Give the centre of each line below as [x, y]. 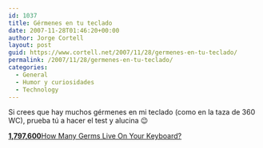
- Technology [37, 90]
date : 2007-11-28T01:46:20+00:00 [64, 30]
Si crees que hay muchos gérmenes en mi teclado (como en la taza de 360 [132, 112]
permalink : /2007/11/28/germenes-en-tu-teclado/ [91, 60]
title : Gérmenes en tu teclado [60, 23]
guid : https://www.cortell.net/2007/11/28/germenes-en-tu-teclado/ [123, 53]
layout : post [30, 45]
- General [32, 75]
